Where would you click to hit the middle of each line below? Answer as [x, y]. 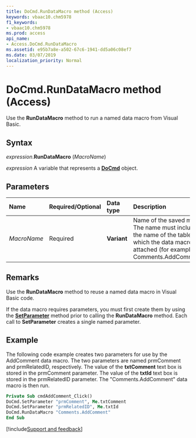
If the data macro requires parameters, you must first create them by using [96, 309]
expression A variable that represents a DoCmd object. [72, 168]
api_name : [18, 39]
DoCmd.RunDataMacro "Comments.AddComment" [58, 413]
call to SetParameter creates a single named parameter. [73, 321]
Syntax [19, 143]
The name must [155, 228]
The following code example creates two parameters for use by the [87, 354]
